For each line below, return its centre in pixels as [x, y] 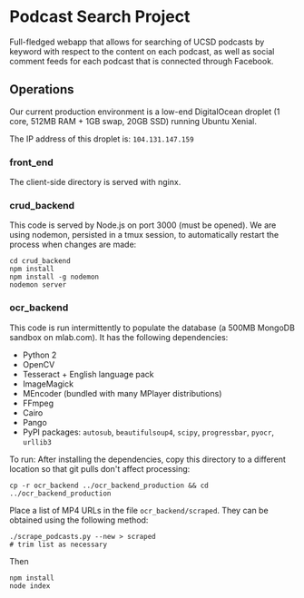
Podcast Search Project [100, 17]
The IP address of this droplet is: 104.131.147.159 [102, 139]
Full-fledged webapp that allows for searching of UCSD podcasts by [137, 42]
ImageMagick [48, 384]
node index [30, 586]
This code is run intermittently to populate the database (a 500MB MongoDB [152, 328]
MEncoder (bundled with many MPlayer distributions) [122, 393]
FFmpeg [38, 403]
